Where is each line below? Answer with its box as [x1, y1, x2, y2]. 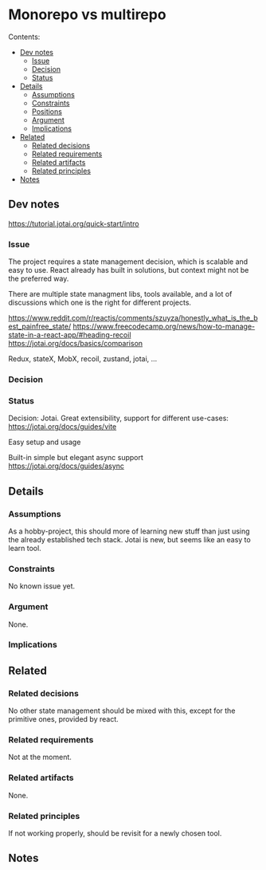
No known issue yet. [8, 581, 76, 591]
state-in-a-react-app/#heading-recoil [8, 330, 131, 340]
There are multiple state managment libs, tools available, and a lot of [8, 289, 233, 299]
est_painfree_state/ [8, 321, 72, 332]
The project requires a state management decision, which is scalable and [8, 257, 248, 266]
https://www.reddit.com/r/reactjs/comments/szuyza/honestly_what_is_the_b [8, 313, 258, 323]
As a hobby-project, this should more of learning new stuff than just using [8, 526, 250, 536]
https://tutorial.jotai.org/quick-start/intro [8, 218, 139, 228]
